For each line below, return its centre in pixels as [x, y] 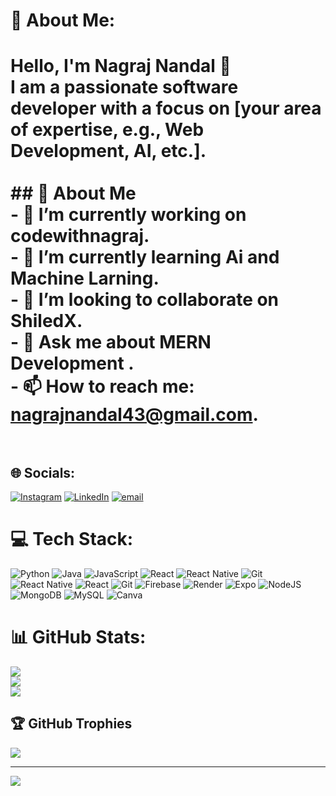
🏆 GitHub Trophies [71, 724]
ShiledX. [46, 321]
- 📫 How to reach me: [102, 386]
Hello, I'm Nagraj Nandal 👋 [121, 66]
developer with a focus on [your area [166, 108]
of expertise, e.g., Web [107, 130]
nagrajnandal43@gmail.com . [134, 415]
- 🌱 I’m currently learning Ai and [145, 257]
